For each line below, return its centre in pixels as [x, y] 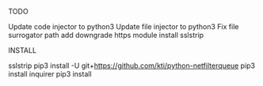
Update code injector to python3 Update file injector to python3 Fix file [124, 26]
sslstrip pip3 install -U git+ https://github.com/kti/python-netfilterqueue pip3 [132, 65]
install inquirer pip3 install [50, 74]
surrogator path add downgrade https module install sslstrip [106, 35]
